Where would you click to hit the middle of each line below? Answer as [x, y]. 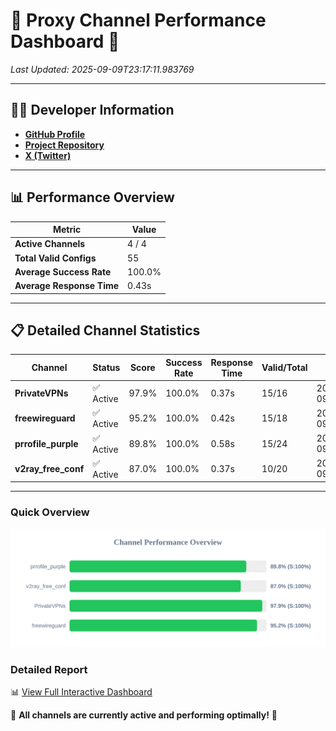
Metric [67, 230]
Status [106, 368]
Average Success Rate [63, 271]
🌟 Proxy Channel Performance [138, 20]
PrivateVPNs [41, 393]
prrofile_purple [46, 443]
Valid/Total [284, 368]
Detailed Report [49, 669]
